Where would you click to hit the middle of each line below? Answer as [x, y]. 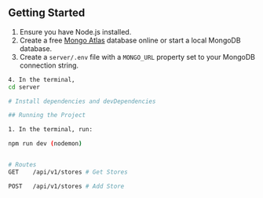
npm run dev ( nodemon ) [45, 144]
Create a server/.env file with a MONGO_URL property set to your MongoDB [137, 57]
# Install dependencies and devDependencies [82, 101]
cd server [24, 87]
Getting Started [47, 13]
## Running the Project [47, 115]
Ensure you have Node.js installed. [75, 31]
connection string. [49, 65]
